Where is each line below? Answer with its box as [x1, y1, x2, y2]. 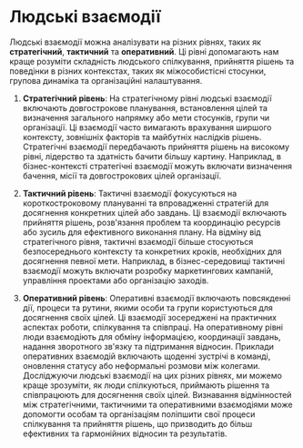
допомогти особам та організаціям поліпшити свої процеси [22, 408, 256, 420]
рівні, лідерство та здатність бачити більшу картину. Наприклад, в [22, 150, 282, 161]
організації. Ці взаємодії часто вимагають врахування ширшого [22, 121, 272, 133]
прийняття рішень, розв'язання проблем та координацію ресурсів [22, 217, 281, 228]
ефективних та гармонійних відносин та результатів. [22, 428, 227, 439]
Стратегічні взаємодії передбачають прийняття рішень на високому [22, 141, 289, 152]
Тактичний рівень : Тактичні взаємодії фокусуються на [22, 188, 237, 199]
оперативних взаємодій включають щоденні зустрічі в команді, [22, 351, 271, 361]
